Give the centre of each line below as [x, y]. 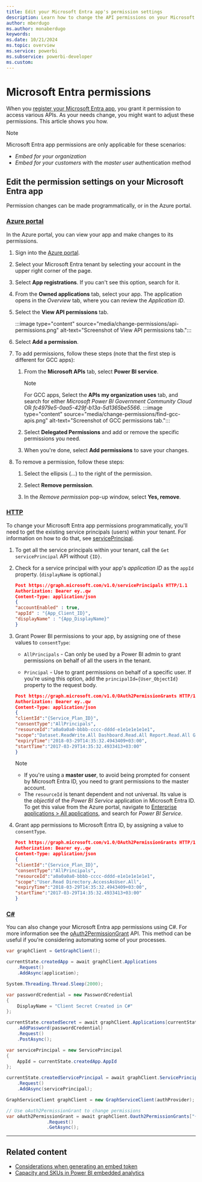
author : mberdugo [28, 23]
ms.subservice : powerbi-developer [50, 57]
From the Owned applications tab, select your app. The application [98, 294]
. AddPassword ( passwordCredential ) [60, 1028]
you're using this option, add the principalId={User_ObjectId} [101, 679]
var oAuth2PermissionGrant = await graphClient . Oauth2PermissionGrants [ [99, 1116]
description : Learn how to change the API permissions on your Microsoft [101, 17]
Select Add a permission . [47, 341]
